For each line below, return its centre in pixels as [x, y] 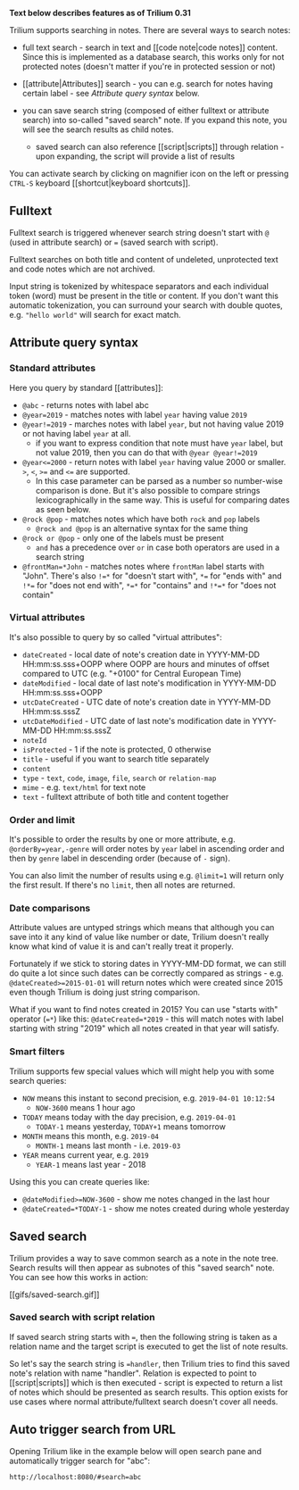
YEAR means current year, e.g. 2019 [85, 1154]
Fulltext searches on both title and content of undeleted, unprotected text [144, 259]
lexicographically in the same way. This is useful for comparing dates [162, 500]
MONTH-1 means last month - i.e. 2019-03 [108, 1145]
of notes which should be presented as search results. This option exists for [149, 1392]
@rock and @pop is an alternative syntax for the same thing [141, 528]
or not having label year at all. [76, 433]
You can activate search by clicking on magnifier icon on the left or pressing [149, 174]
